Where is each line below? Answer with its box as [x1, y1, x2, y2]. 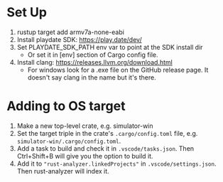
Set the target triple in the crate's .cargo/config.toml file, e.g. [16, 129, 198, 137]
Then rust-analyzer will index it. [16, 166, 109, 175]
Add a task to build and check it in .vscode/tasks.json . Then [16, 144, 195, 153]
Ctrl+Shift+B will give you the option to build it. [16, 151, 153, 160]
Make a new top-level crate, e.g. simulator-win [16, 122, 153, 130]
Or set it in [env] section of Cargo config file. [27, 50, 158, 59]
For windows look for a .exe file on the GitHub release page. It [27, 65, 209, 74]
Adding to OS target [6, 98, 126, 114]
